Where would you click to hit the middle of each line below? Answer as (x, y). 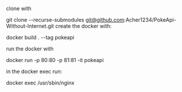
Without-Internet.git (30, 26)
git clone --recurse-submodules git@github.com (65, 20)
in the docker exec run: (34, 71)
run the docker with (30, 49)
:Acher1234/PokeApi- (150, 20)
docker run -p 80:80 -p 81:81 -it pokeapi (55, 60)
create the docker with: (84, 26)
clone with (19, 8)
